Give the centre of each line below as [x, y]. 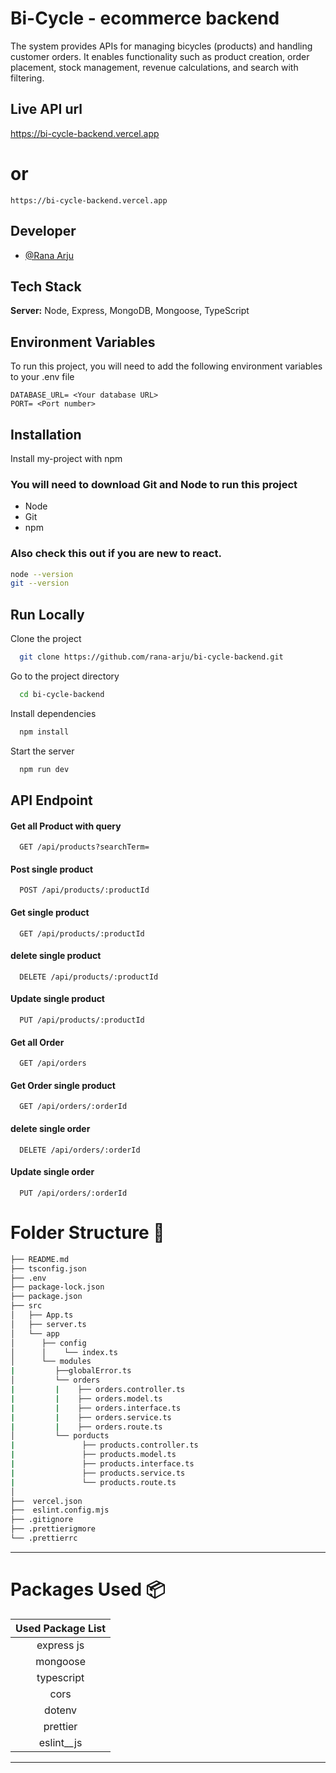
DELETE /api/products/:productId [89, 977]
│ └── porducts [60, 1436]
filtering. [27, 78]
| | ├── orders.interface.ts [96, 1408]
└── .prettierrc [44, 1538]
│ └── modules [51, 1362]
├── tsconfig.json [48, 1268]
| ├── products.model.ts [93, 1455]
